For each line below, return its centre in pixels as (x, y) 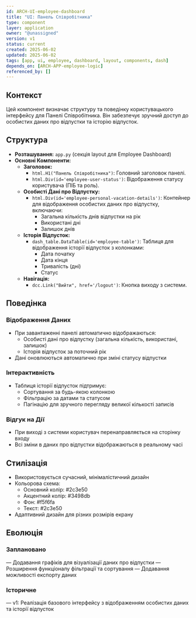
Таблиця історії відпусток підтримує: (60, 385)
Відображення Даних (39, 320)
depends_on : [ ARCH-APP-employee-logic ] (55, 66)
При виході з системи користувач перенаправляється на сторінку (97, 432)
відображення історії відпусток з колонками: (88, 247)
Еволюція (25, 533)
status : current (26, 45)
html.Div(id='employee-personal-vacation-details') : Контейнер (111, 197)
